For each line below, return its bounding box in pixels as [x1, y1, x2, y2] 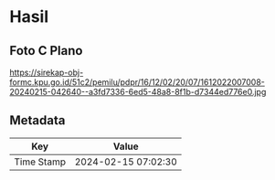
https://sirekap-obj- [9, 67, 84, 78]
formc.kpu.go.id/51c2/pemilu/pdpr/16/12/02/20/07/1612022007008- [9, 77, 265, 88]
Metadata [9, 112, 66, 129]
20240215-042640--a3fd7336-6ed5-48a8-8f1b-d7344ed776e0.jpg [9, 87, 267, 97]
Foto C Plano [9, 43, 83, 58]
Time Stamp [14, 155, 67, 168]
